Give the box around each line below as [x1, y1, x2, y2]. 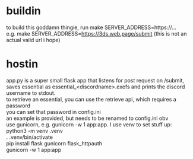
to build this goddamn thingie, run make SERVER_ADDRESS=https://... [6, 24, 177, 31]
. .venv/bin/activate [6, 133, 53, 141]
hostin [6, 58, 39, 71]
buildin [6, 4, 41, 18]
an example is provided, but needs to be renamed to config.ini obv [6, 115, 169, 122]
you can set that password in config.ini [6, 108, 101, 115]
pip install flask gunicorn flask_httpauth [6, 139, 103, 147]
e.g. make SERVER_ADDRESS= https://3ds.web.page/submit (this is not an [6, 30, 187, 37]
